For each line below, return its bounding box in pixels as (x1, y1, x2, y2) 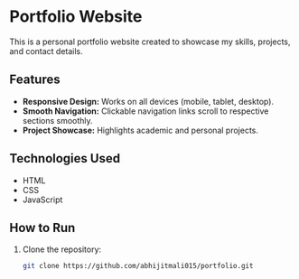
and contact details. (9, 45, 83, 56)
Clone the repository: (22, 244, 102, 255)
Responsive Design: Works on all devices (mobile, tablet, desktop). (22, 96, 274, 107)
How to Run (9, 219, 76, 236)
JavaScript (22, 194, 63, 205)
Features (9, 72, 61, 88)
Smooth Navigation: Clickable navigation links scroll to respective (22, 106, 269, 116)
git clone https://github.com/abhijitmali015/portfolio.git (22, 262, 254, 271)
